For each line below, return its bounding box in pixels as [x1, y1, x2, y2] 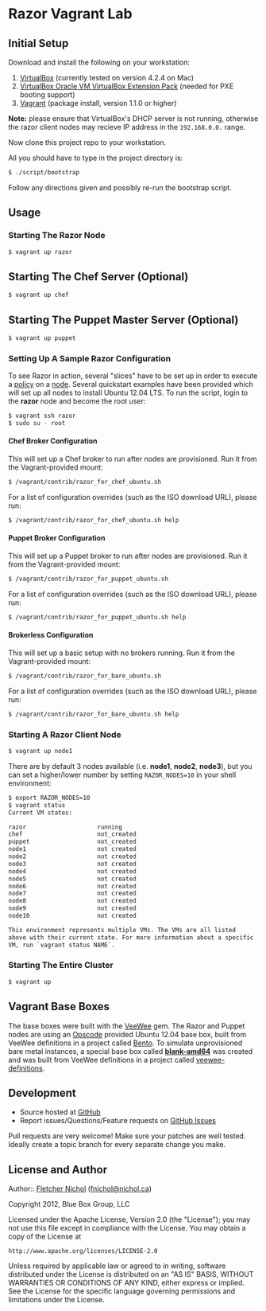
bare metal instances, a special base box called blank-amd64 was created [8, 1046, 253, 1055]
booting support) [19, 90, 75, 99]
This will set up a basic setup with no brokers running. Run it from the [8, 648, 236, 657]
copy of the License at [8, 1231, 82, 1242]
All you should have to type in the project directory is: [8, 153, 183, 162]
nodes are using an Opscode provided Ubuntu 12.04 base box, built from [8, 1029, 247, 1039]
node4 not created [8, 867, 137, 876]
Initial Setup [8, 37, 69, 50]
